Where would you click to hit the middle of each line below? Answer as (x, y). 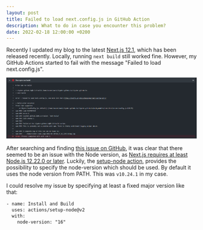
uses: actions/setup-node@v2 (48, 210)
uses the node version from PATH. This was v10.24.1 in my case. (87, 174)
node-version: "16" (42, 222)
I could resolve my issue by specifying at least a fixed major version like (95, 186)
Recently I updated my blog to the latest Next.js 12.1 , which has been (91, 50)
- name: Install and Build (40, 204)
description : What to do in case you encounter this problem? (86, 25)
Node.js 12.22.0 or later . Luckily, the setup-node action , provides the (92, 161)
